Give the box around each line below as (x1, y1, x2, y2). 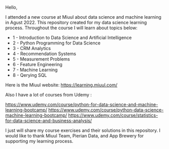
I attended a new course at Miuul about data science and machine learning (5, 14, 161, 20)
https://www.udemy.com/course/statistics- (68, 112, 158, 118)
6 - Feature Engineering (12, 62, 62, 67)
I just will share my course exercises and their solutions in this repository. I (5, 127, 161, 133)
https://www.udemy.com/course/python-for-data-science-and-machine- (5, 102, 158, 108)
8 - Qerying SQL (12, 72, 47, 78)
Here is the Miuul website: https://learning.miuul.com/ (5, 82, 118, 88)
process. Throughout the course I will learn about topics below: (5, 25, 138, 31)
